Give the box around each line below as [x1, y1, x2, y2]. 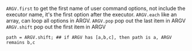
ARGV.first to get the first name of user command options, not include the [6, 5, 186, 12]
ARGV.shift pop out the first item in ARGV [6, 23, 106, 30]
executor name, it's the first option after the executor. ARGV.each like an [6, 11, 177, 18]
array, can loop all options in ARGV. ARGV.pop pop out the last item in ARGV [6, 17, 186, 24]
